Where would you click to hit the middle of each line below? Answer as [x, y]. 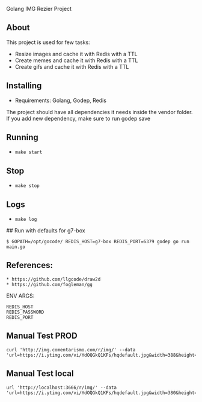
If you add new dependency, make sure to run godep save [78, 118]
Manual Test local [40, 374]
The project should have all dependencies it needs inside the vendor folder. [99, 112]
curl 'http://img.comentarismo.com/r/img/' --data [71, 349]
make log [26, 220]
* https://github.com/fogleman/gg [50, 284]
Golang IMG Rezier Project [39, 9]
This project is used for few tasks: [48, 42]
